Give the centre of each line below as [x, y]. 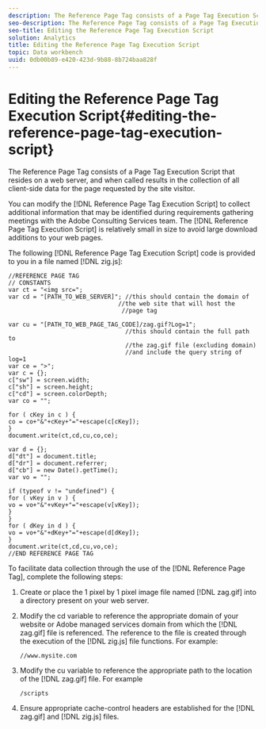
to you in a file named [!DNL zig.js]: [65, 261]
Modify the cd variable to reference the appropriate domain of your [129, 616]
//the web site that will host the [177, 303]
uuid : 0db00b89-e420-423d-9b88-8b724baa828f [83, 60]
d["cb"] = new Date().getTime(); [63, 470]
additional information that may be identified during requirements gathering [131, 212]
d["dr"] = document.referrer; [58, 463]
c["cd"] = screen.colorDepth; [58, 393]
